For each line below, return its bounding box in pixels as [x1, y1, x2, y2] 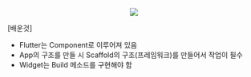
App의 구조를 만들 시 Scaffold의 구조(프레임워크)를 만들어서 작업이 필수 [18, 50, 244, 60]
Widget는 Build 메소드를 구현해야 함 [18, 60, 133, 69]
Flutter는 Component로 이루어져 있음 [18, 40, 138, 49]
